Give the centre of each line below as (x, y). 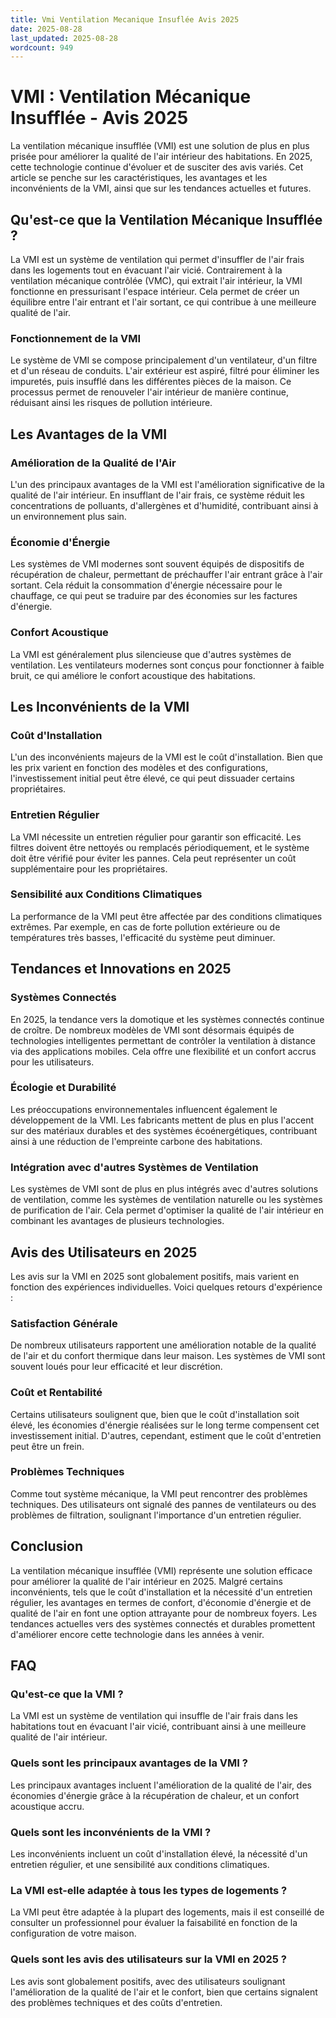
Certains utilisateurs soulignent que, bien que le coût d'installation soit (155, 1414)
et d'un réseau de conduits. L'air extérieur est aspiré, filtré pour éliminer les (165, 371)
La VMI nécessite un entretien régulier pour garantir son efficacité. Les (156, 837)
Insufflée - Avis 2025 (99, 118)
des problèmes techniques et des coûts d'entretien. (116, 2002)
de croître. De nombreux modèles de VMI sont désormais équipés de (152, 1030)
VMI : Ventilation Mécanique (131, 97)
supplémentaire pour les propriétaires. (89, 868)
